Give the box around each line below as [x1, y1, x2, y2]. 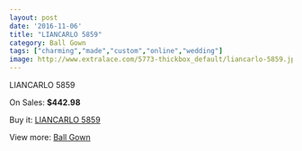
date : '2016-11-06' [9, 22, 83, 31]
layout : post [9, 13, 58, 22]
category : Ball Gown [9, 38, 87, 48]
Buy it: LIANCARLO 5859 [9, 114, 101, 125]
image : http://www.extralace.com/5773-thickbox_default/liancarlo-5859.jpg [9, 55, 299, 64]
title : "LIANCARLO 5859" [9, 30, 102, 39]
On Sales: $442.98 [9, 97, 81, 108]
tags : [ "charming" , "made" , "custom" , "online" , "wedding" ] [9, 47, 223, 56]
